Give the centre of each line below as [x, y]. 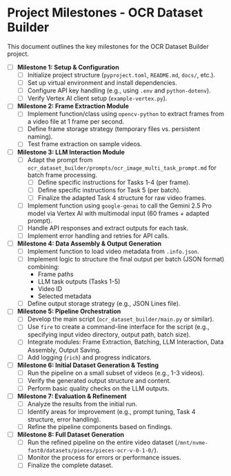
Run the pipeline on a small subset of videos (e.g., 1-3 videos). [116, 373]
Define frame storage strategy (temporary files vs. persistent [114, 129]
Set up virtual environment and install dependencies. [102, 83]
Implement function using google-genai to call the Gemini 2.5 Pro [120, 206]
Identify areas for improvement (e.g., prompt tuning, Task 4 [111, 411]
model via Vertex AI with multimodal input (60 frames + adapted [118, 213]
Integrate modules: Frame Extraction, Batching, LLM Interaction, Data [125, 342]
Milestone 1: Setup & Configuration [68, 67]
